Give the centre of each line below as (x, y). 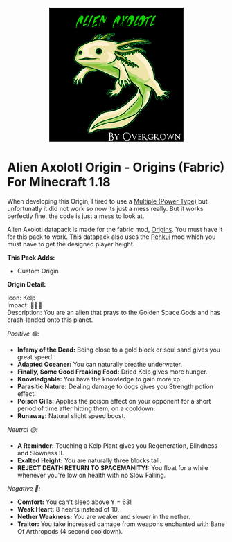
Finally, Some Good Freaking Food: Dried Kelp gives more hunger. (112, 372)
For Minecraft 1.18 (59, 182)
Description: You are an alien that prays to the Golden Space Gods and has (114, 312)
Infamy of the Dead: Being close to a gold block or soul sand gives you (118, 350)
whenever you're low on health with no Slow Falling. (91, 475)
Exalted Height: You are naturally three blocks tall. (89, 460)
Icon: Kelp (21, 298)
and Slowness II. (41, 453)
